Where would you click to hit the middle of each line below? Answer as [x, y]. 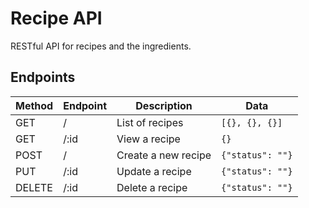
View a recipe [148, 139]
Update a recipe [154, 171]
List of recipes [150, 122]
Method [34, 105]
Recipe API [56, 18]
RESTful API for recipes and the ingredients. [101, 46]
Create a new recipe [164, 155]
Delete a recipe [152, 187]
